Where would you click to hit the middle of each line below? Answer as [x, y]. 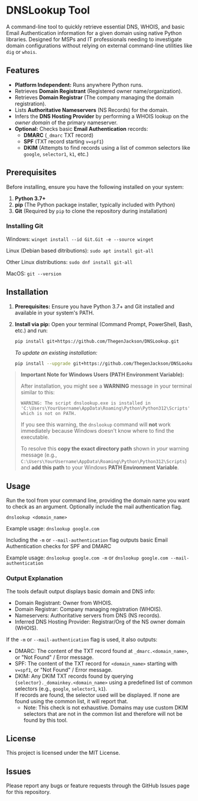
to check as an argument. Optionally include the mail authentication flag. [94, 507]
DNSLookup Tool [48, 10]
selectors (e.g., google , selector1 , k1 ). [61, 689]
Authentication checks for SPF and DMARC [59, 546]
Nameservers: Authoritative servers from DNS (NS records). [88, 615]
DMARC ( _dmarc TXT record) [59, 135]
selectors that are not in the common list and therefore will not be [103, 713]
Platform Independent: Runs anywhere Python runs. [79, 85]
